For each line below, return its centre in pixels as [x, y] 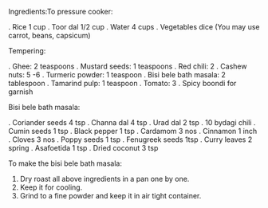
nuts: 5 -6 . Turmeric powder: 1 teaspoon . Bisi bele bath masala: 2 [117, 75]
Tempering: [27, 51]
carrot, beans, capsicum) [49, 35]
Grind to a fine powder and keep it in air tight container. [110, 196]
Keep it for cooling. [51, 187]
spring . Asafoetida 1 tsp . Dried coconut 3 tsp [83, 148]
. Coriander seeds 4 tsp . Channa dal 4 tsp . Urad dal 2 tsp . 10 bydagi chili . [132, 122]
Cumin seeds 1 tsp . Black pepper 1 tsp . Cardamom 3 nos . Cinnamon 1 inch [133, 131]
